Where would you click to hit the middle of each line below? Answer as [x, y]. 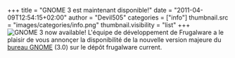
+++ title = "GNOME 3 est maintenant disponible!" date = [90, 10]
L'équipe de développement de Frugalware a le [155, 32]
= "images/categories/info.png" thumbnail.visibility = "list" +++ [99, 25]
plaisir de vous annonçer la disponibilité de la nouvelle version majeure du [114, 40]
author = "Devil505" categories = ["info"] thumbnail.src [148, 17]
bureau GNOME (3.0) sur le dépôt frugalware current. [85, 47]
